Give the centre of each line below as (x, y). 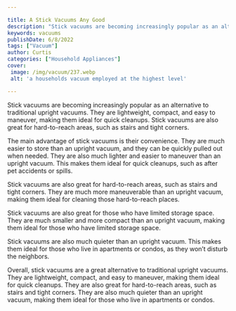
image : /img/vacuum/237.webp (53, 72)
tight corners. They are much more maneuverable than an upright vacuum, (115, 192)
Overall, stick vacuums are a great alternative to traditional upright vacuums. (118, 270)
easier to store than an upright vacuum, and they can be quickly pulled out (115, 148)
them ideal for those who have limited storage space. (84, 227)
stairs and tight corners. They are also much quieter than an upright (105, 292)
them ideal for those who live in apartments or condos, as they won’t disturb (118, 249)
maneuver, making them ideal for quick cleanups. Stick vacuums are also (113, 119)
